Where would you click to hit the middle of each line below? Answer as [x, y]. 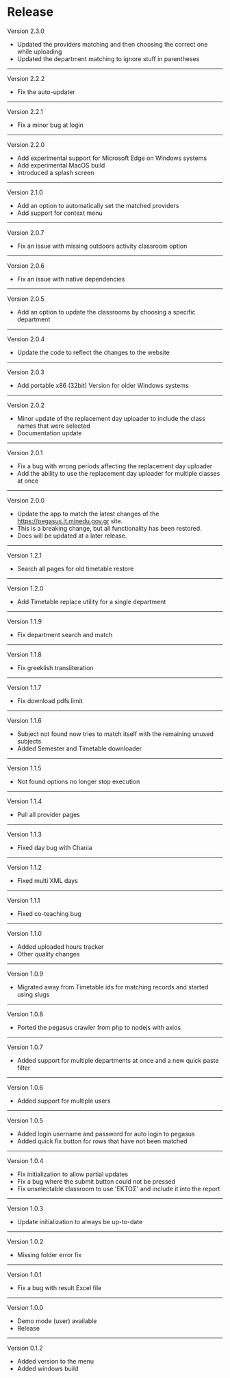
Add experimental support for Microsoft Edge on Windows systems [112, 158]
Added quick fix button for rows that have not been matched [102, 1141]
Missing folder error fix [49, 1254]
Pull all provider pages [48, 814]
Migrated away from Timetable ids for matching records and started [113, 987]
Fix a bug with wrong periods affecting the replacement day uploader [115, 466]
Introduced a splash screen [55, 172]
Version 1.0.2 [25, 1241]
